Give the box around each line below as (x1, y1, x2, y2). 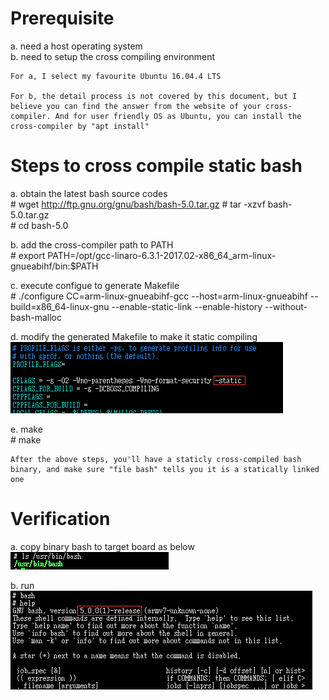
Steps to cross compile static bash (10, 155, 303, 177)
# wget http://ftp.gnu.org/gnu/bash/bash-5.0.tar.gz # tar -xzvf (10, 198, 266, 210)
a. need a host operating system (10, 40, 143, 52)
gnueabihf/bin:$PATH (10, 260, 99, 272)
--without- (264, 300, 308, 312)
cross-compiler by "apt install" (10, 121, 150, 131)
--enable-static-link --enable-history (111, 300, 263, 312)
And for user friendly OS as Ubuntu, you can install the (54, 111, 302, 121)
